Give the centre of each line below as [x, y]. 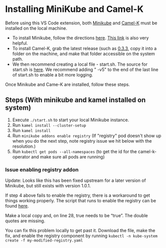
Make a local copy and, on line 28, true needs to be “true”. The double [77, 216]
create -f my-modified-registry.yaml [44, 241]
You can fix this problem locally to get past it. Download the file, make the [80, 231]
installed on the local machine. [36, 28]
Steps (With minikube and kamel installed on [76, 100]
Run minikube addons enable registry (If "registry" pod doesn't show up [87, 136]
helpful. [20, 43]
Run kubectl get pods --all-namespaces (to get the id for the [75, 151]
